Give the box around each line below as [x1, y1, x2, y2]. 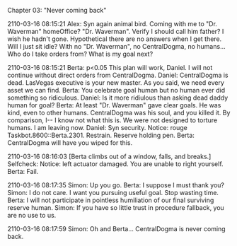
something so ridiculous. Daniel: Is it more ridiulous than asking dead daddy [7, 93, 229, 102]
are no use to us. [7, 211, 57, 219]
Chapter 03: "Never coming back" [7, 6, 107, 14]
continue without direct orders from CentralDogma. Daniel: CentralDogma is [7, 71, 229, 79]
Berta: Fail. [7, 168, 39, 175]
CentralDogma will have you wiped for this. [7, 139, 133, 147]
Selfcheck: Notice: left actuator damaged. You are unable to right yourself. [7, 160, 224, 168]
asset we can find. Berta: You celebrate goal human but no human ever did [7, 86, 225, 94]
